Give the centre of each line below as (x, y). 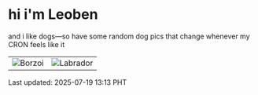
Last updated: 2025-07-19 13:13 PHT (68, 82)
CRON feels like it (37, 44)
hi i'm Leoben (53, 15)
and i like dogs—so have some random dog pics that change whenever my (129, 36)
